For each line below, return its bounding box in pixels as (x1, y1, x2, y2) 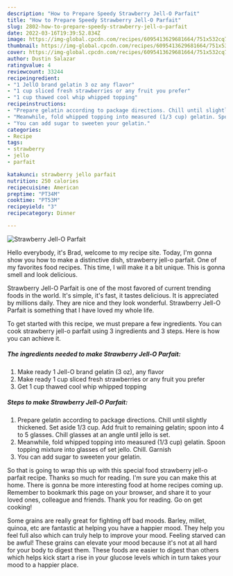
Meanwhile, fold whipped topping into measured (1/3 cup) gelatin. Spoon (17, 438, 225, 446)
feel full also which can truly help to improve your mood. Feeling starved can (7, 531, 226, 539)
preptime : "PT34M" (7, 190, 60, 198)
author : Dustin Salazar (7, 56, 76, 62)
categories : (7, 126, 42, 133)
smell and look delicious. (7, 270, 78, 278)
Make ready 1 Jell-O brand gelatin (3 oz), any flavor (17, 367, 164, 375)
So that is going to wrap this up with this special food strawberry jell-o (7, 466, 208, 474)
